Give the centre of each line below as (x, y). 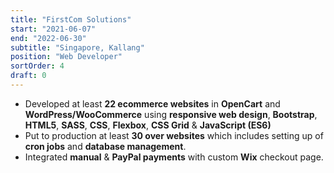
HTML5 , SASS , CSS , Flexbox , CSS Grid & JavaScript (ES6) (148, 125)
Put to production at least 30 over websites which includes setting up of (174, 135)
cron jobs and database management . (105, 146)
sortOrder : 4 (37, 66)
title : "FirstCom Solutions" (71, 19)
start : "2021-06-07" (53, 29)
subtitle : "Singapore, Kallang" (77, 47)
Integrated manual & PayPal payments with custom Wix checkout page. (174, 157)
